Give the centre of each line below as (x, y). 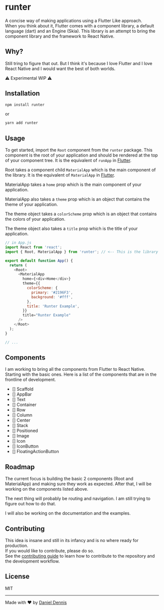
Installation (22, 94)
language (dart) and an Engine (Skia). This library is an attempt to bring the (80, 31)
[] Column (22, 415)
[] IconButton (25, 446)
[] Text (19, 400)
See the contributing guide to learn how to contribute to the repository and (80, 556)
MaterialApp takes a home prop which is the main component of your (73, 184)
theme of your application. (31, 204)
